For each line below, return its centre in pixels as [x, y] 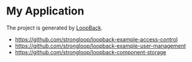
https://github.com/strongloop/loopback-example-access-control [96, 39]
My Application [45, 11]
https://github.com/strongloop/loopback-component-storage [91, 52]
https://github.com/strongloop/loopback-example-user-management [101, 46]
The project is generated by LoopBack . [54, 28]
